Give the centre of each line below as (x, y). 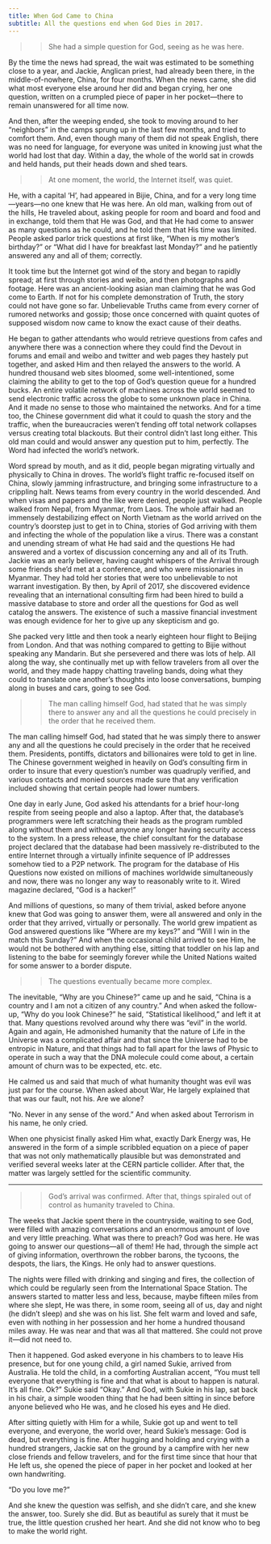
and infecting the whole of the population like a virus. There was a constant (133, 534)
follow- (246, 1005)
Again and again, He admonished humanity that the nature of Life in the (127, 1031)
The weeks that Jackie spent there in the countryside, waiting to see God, (131, 1220)
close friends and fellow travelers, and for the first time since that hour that (133, 1457)
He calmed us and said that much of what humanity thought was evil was (130, 1081)
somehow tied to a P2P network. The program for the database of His (124, 863)
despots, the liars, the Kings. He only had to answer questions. (112, 1263)
